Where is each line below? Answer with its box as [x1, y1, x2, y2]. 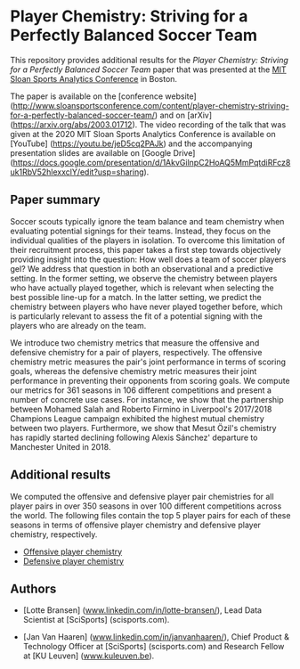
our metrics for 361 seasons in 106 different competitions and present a [10, 385, 272, 396]
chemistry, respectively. [10, 528, 98, 540]
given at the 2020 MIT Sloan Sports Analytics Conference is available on [10, 128, 276, 139]
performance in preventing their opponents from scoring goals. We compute [10, 375, 290, 386]
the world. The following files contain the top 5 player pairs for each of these [10, 510, 291, 520]
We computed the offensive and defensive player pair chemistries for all [10, 491, 274, 502]
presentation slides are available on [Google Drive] [10, 147, 196, 158]
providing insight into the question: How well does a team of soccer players [10, 254, 287, 265]
